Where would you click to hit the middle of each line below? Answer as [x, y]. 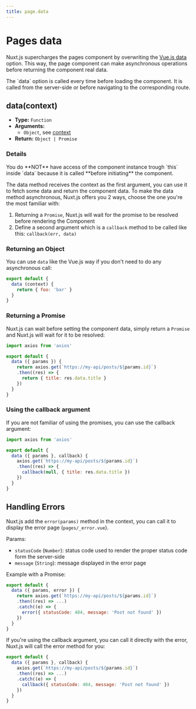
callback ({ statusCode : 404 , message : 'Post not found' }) [95, 684]
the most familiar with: [33, 203]
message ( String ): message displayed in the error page [80, 563]
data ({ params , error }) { [46, 591]
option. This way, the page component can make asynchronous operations [97, 63]
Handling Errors [36, 507]
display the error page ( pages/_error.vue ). [57, 527]
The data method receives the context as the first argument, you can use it [97, 184]
